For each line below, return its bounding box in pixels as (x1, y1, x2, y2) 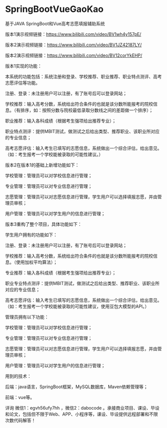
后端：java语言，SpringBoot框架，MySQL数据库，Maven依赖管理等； (5, 384, 148, 390)
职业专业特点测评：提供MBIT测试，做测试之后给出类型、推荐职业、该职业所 (5, 280, 160, 286)
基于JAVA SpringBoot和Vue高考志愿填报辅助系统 (5, 20, 105, 26)
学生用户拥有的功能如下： (5, 232, 58, 238)
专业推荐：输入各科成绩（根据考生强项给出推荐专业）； (5, 270, 116, 276)
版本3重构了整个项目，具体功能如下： (5, 221, 82, 227)
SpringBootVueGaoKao (5, 3, 104, 15)
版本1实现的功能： (5, 63, 42, 69)
